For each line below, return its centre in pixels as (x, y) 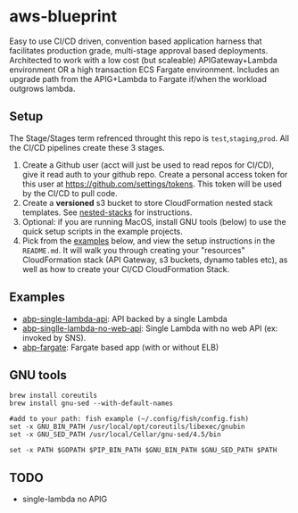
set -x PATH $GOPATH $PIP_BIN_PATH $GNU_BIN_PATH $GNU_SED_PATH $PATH (143, 451)
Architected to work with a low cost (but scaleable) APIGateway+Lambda (144, 60)
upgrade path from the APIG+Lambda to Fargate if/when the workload (138, 79)
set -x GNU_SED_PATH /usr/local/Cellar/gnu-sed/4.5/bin (115, 434)
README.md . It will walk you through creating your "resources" (133, 250)
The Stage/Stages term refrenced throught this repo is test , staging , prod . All (149, 138)
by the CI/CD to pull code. (70, 193)
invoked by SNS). (54, 337)
